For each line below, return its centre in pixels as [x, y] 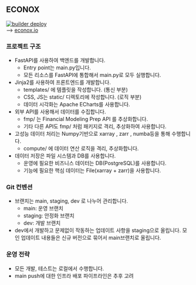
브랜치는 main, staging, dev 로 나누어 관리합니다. [71, 201]
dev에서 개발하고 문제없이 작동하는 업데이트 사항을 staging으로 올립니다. [98, 230]
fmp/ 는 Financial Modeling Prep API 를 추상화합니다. [86, 119]
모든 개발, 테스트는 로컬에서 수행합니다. [59, 268]
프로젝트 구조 [23, 46]
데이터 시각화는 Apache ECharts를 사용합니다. [77, 105]
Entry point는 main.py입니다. [57, 68]
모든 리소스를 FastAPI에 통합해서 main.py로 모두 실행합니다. [92, 75]
